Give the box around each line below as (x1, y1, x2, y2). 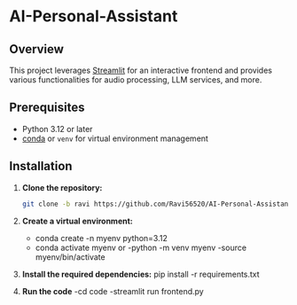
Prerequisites (9, 100, 85, 115)
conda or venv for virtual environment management (21, 133, 208, 144)
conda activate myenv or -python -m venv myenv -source (35, 242, 246, 253)
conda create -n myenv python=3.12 (35, 232, 168, 243)
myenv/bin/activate (35, 251, 106, 262)
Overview (9, 42, 65, 57)
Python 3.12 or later (21, 123, 93, 134)
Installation (9, 159, 73, 174)
